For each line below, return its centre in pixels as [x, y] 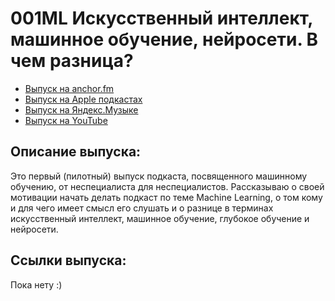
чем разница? [72, 61]
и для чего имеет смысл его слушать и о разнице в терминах [142, 208]
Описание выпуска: [76, 152]
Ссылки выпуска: [68, 260]
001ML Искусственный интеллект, [161, 18]
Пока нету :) [36, 284]
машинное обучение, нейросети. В [164, 39]
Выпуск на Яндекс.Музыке [81, 109]
